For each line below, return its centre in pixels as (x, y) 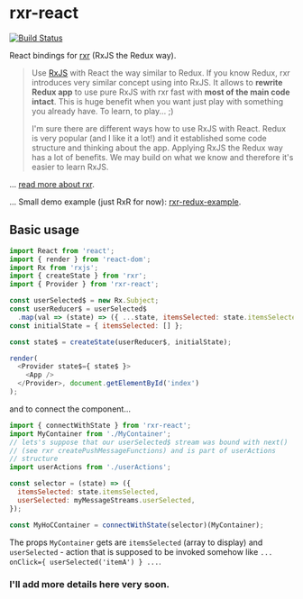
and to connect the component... (70, 409)
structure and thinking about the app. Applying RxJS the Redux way (157, 148)
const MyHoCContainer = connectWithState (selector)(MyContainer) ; (137, 525)
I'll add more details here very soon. (89, 585)
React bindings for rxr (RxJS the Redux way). (93, 55)
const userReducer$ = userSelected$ (78, 309)
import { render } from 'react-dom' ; (80, 259)
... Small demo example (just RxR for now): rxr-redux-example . (125, 202)
